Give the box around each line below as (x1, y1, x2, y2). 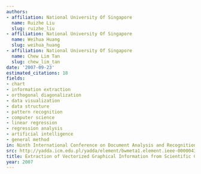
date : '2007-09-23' (6, 64, 55, 71)
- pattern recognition (6, 109, 63, 115)
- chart (6, 81, 26, 87)
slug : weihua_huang (11, 42, 60, 48)
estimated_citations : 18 (6, 70, 68, 76)
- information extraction (6, 87, 71, 93)
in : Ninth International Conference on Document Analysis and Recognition (6, 142, 197, 148)
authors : (6, 8, 28, 15)
